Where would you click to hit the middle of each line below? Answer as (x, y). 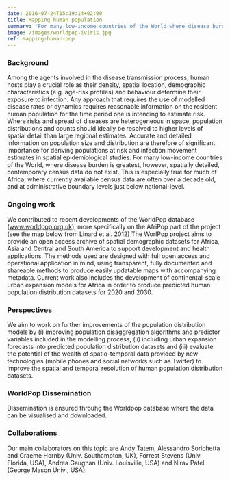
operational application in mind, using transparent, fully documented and (110, 263)
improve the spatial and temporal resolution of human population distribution (115, 368)
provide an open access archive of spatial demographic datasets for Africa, (114, 241)
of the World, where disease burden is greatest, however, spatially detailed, (114, 165)
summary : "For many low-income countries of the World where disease (108, 26)
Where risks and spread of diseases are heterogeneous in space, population (115, 121)
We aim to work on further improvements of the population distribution (106, 325)
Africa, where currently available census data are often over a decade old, (112, 179)
